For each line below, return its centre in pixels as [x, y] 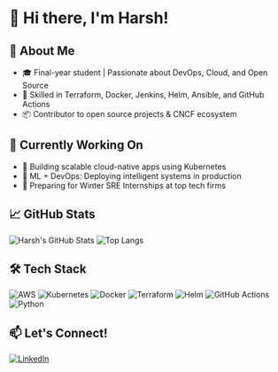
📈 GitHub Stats [52, 215]
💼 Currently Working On [76, 145]
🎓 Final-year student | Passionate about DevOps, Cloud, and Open [145, 73]
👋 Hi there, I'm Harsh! [89, 18]
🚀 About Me [42, 51]
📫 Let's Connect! [58, 333]
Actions [36, 104]
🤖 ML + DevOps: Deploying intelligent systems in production [131, 175]
